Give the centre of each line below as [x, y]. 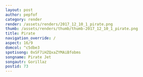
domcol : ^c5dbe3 [22, 48]
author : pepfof [21, 15]
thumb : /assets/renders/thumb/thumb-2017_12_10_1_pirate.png [72, 29]
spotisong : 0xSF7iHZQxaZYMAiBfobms [43, 52]
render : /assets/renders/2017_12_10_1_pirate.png [59, 24]
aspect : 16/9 [19, 43]
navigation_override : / [31, 38]
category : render [24, 19]
